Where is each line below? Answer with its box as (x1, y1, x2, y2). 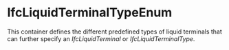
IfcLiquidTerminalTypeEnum (7, 5, 173, 21)
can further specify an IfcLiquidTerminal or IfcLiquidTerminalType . (7, 34, 195, 42)
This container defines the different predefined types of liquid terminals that (7, 27, 222, 36)
